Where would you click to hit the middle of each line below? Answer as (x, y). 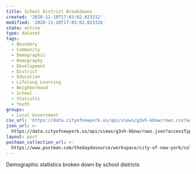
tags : (13, 39)
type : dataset (23, 33)
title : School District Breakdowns (49, 11)
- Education (26, 77)
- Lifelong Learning (36, 83)
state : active (23, 28)
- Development (28, 66)
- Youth (21, 104)
